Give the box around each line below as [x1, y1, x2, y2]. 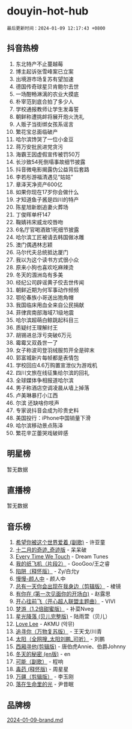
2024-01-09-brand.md [7, 716, 64, 724]
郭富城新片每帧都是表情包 [15, 354, 79, 361]
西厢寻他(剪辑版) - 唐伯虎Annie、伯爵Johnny [15, 643, 126, 650]
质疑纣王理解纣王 [15, 324, 58, 331]
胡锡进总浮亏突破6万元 [15, 331, 72, 339]
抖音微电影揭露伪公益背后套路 [15, 166, 89, 173]
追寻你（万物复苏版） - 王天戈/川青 [15, 628, 103, 635]
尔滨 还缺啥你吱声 [15, 399, 59, 406]
